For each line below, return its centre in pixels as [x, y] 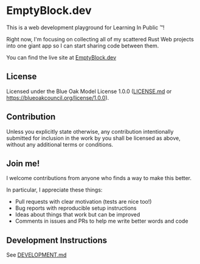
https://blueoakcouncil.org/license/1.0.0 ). [58, 97]
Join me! [23, 163]
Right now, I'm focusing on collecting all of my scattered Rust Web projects [100, 39]
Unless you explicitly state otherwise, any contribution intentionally [90, 131]
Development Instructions [57, 240]
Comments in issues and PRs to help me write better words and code [102, 221]
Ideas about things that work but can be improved [78, 215]
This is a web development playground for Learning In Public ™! [85, 27]
